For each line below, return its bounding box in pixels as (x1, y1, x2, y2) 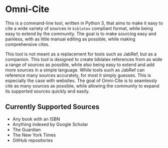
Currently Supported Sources (5, 102, 99, 111)
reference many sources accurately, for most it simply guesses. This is (5, 72, 151, 78)
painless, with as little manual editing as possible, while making (5, 36, 135, 42)
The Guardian (12, 126, 41, 132)
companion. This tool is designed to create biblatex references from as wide (5, 56, 162, 62)
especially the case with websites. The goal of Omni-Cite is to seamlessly (5, 77, 157, 83)
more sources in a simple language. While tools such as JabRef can (5, 66, 145, 73)
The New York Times (12, 131, 56, 138)
